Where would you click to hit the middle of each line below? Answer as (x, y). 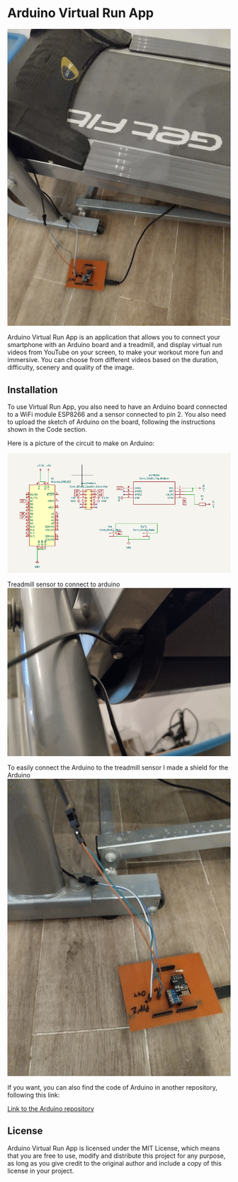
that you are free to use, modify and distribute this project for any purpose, (117, 1156)
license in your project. (41, 1171)
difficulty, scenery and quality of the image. (71, 368)
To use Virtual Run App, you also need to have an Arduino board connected (117, 407)
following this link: (34, 1095)
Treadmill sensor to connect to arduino (64, 584)
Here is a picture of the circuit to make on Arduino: (81, 443)
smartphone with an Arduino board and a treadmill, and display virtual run (115, 345)
